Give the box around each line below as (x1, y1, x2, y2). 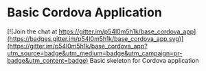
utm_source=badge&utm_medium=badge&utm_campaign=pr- (7, 49, 183, 57)
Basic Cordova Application (7, 5, 163, 20)
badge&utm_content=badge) (7, 56, 89, 64)
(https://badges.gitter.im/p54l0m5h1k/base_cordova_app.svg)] (7, 34, 184, 42)
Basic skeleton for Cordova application (89, 56, 199, 64)
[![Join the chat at (7, 27, 58, 35)
